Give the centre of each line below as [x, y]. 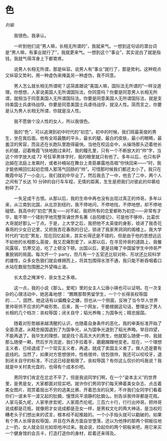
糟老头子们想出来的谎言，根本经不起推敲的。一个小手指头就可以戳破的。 [79, 414]
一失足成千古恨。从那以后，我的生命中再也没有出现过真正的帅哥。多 [83, 198]
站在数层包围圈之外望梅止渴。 [40, 266]
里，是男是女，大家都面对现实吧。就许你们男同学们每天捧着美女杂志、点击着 [83, 383]
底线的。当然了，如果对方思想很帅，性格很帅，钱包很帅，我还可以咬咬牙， [81, 354]
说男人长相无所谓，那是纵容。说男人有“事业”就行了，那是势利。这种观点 [87, 69]
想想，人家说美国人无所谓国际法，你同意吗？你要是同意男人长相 [83, 92]
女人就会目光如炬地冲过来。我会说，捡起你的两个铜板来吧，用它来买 [92, 427]
